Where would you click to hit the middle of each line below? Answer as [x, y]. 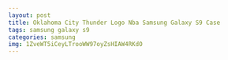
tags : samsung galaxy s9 [49, 30]
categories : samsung [42, 37]
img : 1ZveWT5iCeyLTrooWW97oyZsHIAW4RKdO [76, 44]
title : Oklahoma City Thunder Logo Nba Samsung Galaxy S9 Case [114, 23]
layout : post [30, 15]
